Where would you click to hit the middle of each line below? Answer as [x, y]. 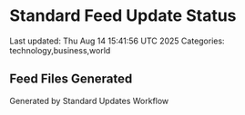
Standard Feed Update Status [123, 16]
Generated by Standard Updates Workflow [89, 101]
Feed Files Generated [71, 79]
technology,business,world [60, 50]
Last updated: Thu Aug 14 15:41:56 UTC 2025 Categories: [117, 41]
